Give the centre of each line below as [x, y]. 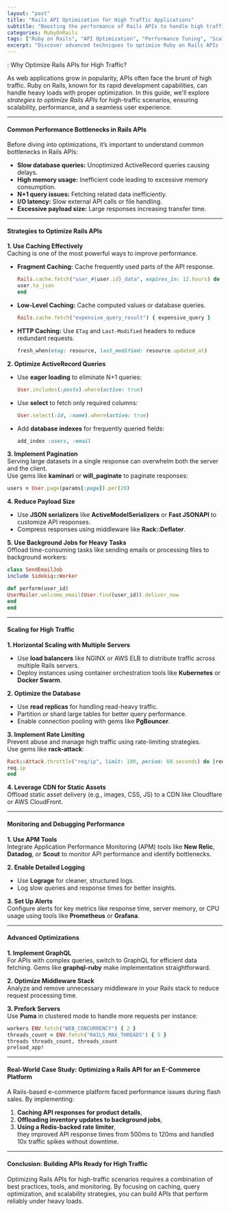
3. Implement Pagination [42, 454]
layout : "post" [29, 13]
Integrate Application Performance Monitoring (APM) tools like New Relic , [111, 847]
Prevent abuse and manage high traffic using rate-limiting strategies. [104, 742]
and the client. [27, 469]
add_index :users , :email [54, 441]
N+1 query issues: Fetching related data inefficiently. [92, 194]
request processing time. [42, 995]
